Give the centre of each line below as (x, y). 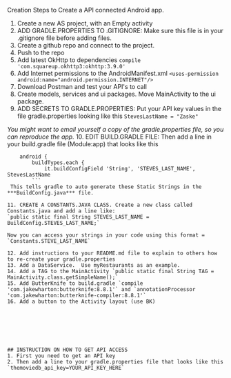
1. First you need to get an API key (61, 356)
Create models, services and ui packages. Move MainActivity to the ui (116, 94)
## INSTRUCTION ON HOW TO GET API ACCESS (68, 350)
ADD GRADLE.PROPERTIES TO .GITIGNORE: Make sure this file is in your (120, 31)
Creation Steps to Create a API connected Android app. (86, 10)
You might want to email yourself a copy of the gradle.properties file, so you (115, 129)
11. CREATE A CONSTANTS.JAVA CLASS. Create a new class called (100, 205)
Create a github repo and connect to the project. (86, 45)
